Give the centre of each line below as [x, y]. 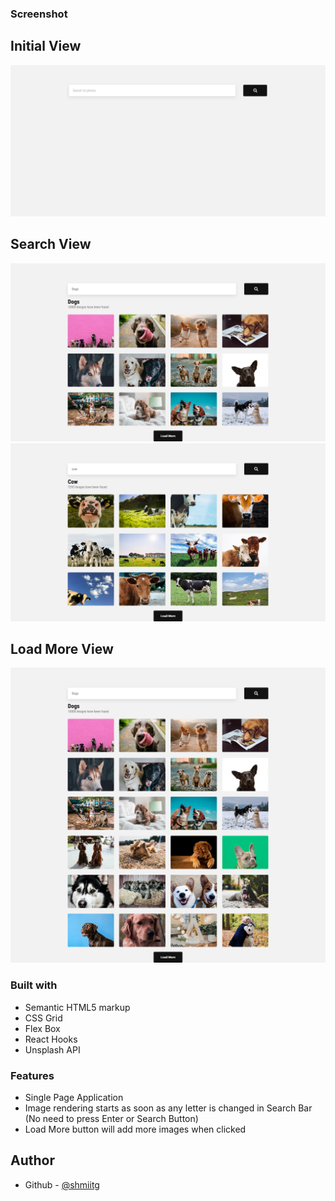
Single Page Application [74, 1098]
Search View [51, 244]
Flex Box [42, 1028]
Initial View [46, 46]
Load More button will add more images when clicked [135, 1129]
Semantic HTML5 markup [77, 1007]
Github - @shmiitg [62, 1184]
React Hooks [51, 1039]
